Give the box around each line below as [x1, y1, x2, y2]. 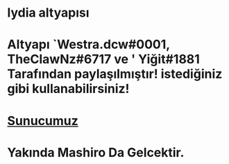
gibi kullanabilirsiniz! [7, 81, 130, 97]
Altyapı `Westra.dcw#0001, [7, 37, 170, 53]
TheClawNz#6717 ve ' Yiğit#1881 [7, 51, 200, 67]
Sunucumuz [7, 113, 78, 129]
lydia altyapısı [7, 5, 90, 21]
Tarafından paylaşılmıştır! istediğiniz [7, 66, 223, 82]
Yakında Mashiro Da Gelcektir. [7, 145, 185, 161]
